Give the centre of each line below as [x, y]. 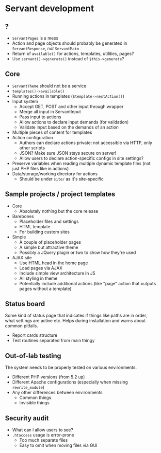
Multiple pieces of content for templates [52, 132]
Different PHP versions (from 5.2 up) [48, 377]
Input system [25, 101]
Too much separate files [43, 440]
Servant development [50, 9]
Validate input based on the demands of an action [69, 127]
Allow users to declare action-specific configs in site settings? [81, 158]
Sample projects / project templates [60, 194]
